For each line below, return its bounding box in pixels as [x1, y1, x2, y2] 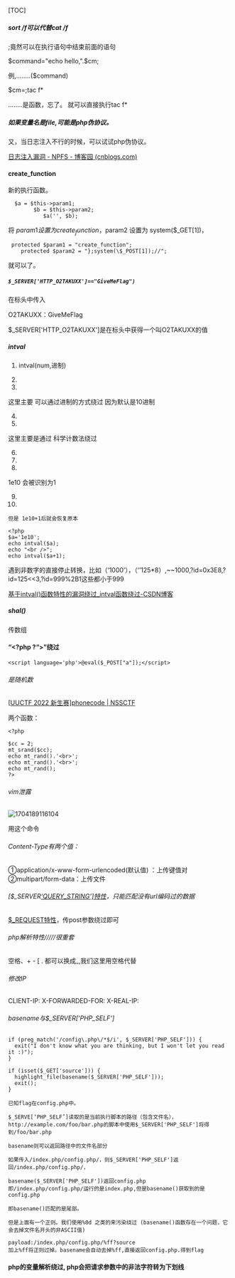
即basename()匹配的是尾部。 [8, 1205, 82, 1212]
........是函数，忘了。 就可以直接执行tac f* [8, 100, 128, 109]
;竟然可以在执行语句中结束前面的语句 [8, 42, 116, 51]
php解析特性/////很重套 [8, 933, 75, 942]
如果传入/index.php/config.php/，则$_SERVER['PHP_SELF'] [8, 1156, 174, 1163]
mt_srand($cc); [8, 747, 53, 754]
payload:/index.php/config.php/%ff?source [8, 1239, 136, 1247]
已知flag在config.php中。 [8, 1100, 80, 1107]
